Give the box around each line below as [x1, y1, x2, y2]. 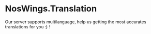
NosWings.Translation [5, 3, 97, 14]
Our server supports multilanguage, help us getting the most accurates [5, 19, 147, 25]
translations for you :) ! [5, 24, 50, 29]
